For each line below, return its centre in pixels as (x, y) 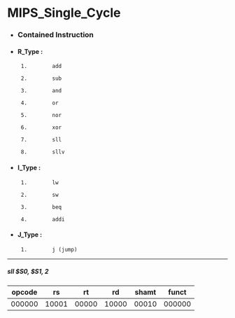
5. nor (41, 116)
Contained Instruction (56, 35)
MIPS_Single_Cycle (64, 13)
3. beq (41, 207)
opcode (24, 292)
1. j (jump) (49, 249)
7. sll (41, 140)
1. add (41, 67)
